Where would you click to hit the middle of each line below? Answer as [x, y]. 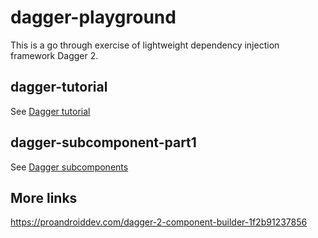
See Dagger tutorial [50, 111]
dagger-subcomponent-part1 [103, 142]
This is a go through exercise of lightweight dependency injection [145, 45]
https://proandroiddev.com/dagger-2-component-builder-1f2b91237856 [159, 222]
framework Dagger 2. [54, 55]
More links [44, 197]
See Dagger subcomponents [69, 167]
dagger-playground [93, 17]
